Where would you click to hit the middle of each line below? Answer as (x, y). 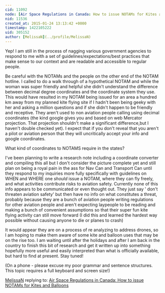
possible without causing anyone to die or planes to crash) (64, 220)
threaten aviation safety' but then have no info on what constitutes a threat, (81, 194)
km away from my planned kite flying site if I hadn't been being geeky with (81, 102)
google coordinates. (25, 138)
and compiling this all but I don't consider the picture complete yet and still (81, 163)
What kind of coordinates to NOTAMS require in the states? (65, 148)
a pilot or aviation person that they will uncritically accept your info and (77, 133)
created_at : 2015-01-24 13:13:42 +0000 (46, 23)
